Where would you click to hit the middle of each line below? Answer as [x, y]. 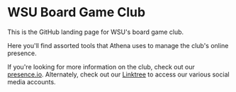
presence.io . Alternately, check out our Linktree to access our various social [118, 74]
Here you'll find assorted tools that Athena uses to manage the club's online [118, 45]
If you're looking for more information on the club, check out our [101, 67]
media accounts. [32, 81]
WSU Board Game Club [77, 12]
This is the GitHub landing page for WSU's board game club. [96, 32]
